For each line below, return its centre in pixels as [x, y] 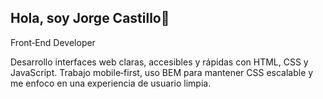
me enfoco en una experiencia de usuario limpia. [111, 83]
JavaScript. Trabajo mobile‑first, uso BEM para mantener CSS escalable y [162, 72]
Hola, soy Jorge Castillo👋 [90, 18]
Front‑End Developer [53, 42]
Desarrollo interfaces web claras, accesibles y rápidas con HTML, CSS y [159, 62]
